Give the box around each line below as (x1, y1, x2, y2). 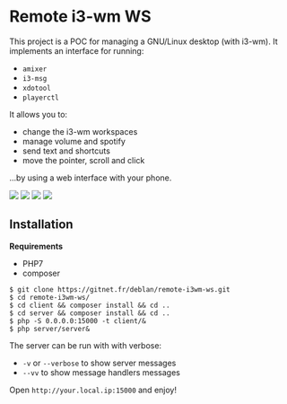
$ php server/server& (9, 324, 91, 333)
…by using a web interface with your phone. (9, 172, 172, 183)
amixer (22, 65, 48, 74)
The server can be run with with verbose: (9, 339, 162, 351)
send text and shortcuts (22, 145, 110, 156)
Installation (9, 217, 74, 233)
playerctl (22, 92, 60, 102)
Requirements (9, 241, 64, 251)
